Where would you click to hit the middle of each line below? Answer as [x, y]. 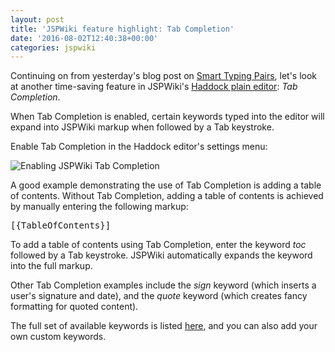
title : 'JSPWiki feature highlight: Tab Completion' [122, 29]
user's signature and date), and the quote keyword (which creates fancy [159, 296]
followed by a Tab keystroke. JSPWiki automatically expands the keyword [161, 255]
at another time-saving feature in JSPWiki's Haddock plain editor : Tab [154, 87]
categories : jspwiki [53, 47]
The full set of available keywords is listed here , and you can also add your [164, 326]
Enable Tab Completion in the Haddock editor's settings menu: [139, 147]
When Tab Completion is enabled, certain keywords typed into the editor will [167, 117]
